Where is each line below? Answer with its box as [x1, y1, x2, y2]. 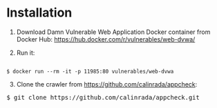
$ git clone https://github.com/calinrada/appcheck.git [6, 93, 200, 101]
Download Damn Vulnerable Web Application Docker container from [16, 28, 211, 36]
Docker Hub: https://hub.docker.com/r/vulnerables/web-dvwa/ [16, 35, 196, 43]
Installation [6, 5, 73, 21]
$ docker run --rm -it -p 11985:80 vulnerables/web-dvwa [6, 68, 174, 75]
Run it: [16, 48, 35, 57]
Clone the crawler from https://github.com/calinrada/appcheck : [16, 80, 198, 88]
